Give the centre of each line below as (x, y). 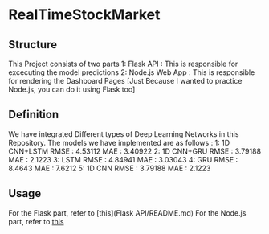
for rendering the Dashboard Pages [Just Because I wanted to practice (125, 81)
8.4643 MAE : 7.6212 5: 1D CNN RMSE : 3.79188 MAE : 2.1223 (110, 168)
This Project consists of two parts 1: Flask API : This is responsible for (123, 64)
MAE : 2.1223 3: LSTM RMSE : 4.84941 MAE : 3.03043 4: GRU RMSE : (123, 159)
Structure (33, 45)
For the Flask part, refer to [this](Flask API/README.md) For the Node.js (127, 213)
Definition (33, 115)
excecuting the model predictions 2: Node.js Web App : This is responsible (132, 72)
